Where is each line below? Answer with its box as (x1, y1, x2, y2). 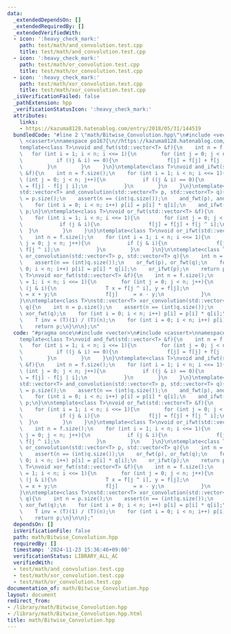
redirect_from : (7, 598, 51, 604)
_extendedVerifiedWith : (13, 29, 81, 36)
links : (19, 118, 38, 126)
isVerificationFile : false (13, 527, 91, 534)
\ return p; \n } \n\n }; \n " (19, 323, 100, 330)
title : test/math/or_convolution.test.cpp (19, 67, 143, 74)
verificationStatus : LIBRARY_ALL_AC (13, 553, 118, 560)
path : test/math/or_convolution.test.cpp (19, 61, 140, 68)
